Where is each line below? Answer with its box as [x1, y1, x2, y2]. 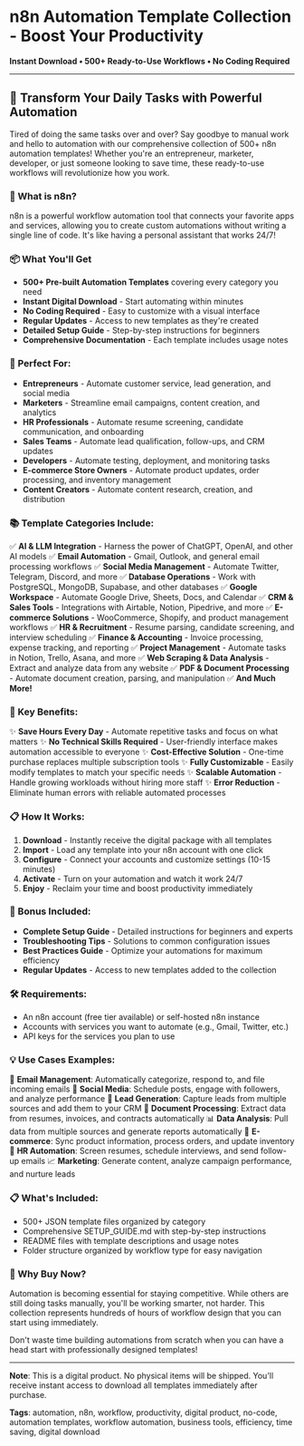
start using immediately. [9, 1317, 100, 1328]
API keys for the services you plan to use [22, 1031, 176, 1042]
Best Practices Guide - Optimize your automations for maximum [22, 945, 263, 956]
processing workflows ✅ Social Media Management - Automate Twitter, [9, 560, 280, 572]
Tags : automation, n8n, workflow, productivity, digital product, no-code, [9, 1407, 278, 1418]
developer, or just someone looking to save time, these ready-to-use [9, 157, 265, 169]
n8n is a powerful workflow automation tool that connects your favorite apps [9, 210, 295, 221]
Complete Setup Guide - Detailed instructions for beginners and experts [22, 926, 294, 937]
